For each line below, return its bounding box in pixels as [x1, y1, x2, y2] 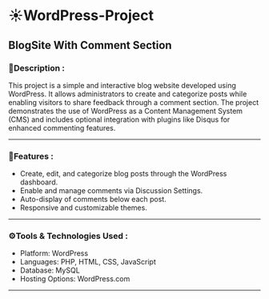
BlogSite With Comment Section [8, 38, 172, 52]
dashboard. [19, 177, 58, 187]
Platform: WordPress [19, 248, 89, 258]
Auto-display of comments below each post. [19, 195, 167, 204]
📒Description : [8, 63, 66, 74]
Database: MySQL [19, 265, 80, 275]
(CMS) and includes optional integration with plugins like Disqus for [8, 115, 231, 124]
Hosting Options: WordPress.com [19, 274, 130, 284]
